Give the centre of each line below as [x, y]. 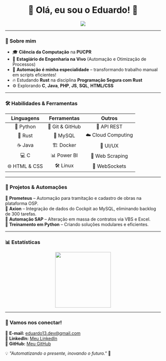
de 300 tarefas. [21, 214]
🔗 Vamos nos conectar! [34, 322]
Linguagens [25, 118]
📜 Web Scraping [109, 156]
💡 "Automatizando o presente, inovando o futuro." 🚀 [58, 354]
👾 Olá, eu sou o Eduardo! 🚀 [83, 10]
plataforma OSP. [22, 203]
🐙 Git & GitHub [64, 127]
